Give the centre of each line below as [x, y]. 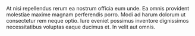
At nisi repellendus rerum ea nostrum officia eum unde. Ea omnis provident [98, 8]
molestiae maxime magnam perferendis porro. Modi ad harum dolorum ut [96, 15]
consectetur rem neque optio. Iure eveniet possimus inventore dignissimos [97, 21]
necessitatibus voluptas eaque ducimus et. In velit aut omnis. [81, 27]
